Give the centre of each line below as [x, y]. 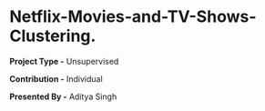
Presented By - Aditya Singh [63, 96]
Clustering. [53, 36]
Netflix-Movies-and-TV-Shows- [133, 17]
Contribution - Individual [56, 78]
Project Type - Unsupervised [64, 61]
